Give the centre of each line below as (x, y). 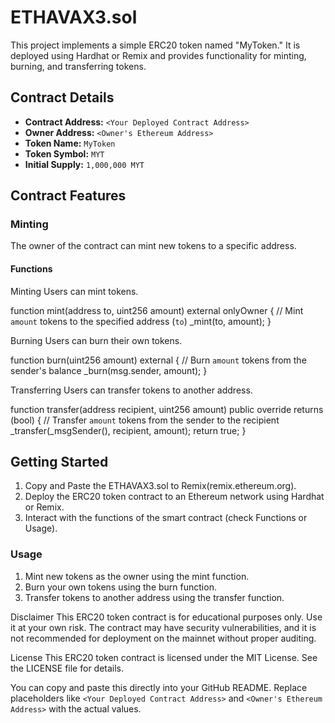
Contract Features (68, 196)
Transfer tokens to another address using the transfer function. (154, 597)
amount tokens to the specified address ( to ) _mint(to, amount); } (141, 321)
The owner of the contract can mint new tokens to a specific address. (153, 246)
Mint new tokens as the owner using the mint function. (137, 576)
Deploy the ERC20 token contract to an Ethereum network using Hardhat (174, 497)
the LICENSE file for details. (67, 668)
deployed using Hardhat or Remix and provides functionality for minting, (158, 55)
